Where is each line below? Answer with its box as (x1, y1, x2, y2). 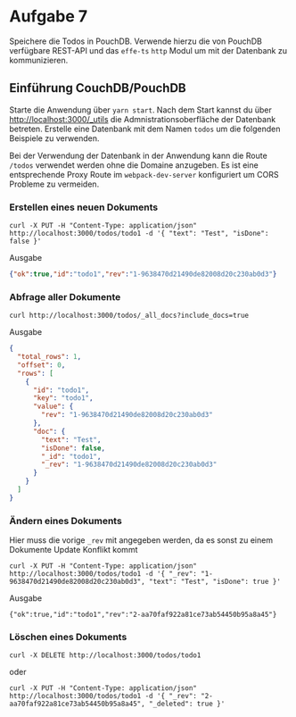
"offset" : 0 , (17, 360, 66, 370)
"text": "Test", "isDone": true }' (148, 578, 281, 587)
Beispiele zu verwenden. (9, 132, 100, 144)
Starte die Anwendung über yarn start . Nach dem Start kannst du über (9, 104, 272, 115)
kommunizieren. (9, 54, 69, 65)
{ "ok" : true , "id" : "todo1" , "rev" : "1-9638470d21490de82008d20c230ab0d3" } (9, 270, 277, 279)
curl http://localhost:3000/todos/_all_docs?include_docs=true (9, 311, 250, 321)
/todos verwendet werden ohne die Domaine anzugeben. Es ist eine (9, 159, 259, 171)
